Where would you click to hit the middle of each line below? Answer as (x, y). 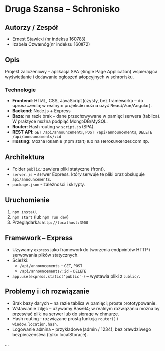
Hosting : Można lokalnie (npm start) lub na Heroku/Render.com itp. (81, 141)
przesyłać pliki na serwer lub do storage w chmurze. (66, 314)
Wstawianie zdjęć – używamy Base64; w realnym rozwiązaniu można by (86, 309)
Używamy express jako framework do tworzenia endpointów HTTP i (81, 249)
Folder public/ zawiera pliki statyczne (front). (59, 169)
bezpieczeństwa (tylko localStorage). (50, 335)
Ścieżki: (20, 260)
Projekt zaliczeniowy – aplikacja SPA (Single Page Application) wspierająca (81, 71)
